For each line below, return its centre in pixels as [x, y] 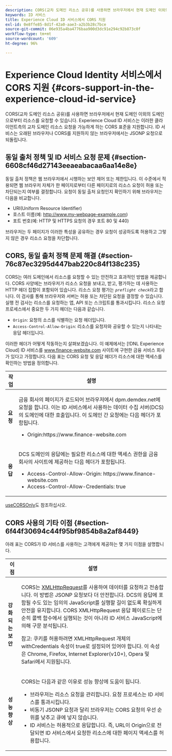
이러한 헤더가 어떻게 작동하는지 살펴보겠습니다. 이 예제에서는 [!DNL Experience [85, 344]
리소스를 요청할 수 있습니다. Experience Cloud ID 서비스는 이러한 [88, 120]
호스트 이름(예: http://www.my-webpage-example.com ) [70, 214]
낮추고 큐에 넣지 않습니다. [69, 718]
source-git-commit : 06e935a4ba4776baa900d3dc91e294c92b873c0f [73, 29]
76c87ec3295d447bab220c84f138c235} [73, 264]
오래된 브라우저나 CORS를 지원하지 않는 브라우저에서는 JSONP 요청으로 [91, 133]
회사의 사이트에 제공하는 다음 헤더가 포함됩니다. [72, 462]
